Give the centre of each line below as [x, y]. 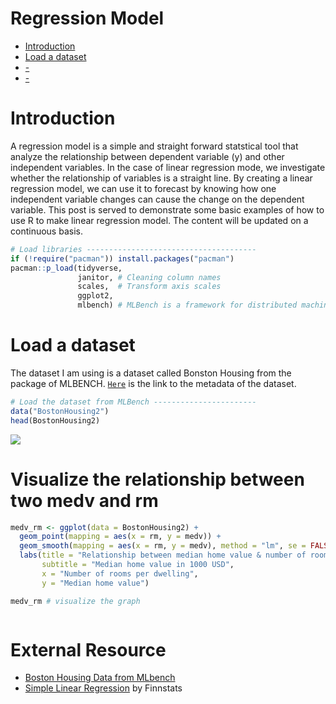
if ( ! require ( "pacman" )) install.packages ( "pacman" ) [122, 258]
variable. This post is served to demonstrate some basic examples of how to [167, 209]
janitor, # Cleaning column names [149, 277]
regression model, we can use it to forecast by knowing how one [143, 188]
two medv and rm [84, 500]
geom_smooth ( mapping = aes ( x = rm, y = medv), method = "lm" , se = [163, 546]
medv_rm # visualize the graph [75, 601]
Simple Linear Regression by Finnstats [103, 688]
